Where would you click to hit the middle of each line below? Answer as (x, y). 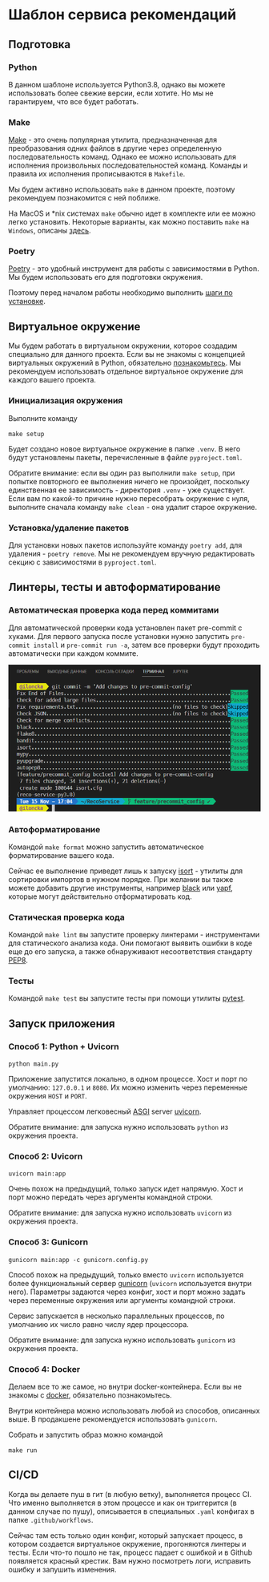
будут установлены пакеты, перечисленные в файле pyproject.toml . (125, 457)
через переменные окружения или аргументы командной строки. (122, 1300)
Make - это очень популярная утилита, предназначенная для (113, 140)
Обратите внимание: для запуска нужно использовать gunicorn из (122, 1340)
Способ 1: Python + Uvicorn (64, 1046)
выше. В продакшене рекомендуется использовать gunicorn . (113, 1419)
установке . (27, 301)
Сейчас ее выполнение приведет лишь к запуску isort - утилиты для (126, 871)
